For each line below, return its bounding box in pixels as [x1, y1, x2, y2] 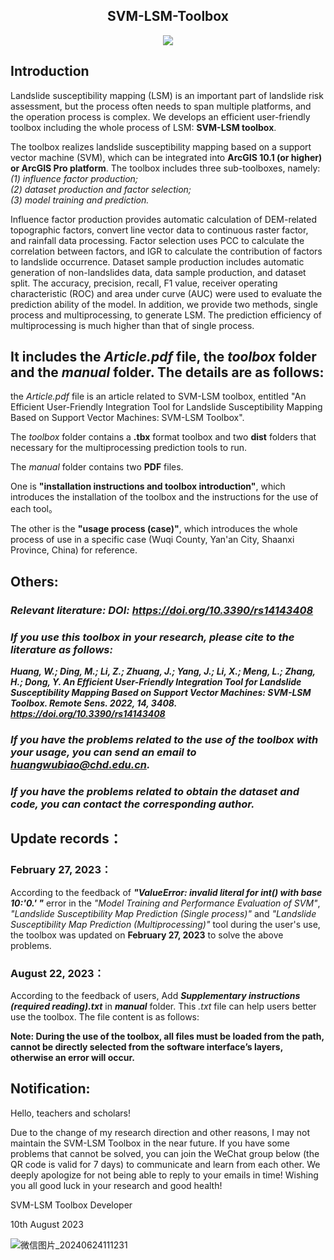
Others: [10, 573, 59, 590]
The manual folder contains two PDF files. [10, 461, 184, 473]
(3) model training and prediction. [10, 194, 150, 206]
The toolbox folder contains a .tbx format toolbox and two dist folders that [10, 431, 317, 443]
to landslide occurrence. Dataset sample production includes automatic [10, 255, 305, 268]
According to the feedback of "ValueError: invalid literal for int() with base [10, 886, 323, 898]
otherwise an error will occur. [10, 1051, 135, 1063]
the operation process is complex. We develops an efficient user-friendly [10, 110, 311, 123]
